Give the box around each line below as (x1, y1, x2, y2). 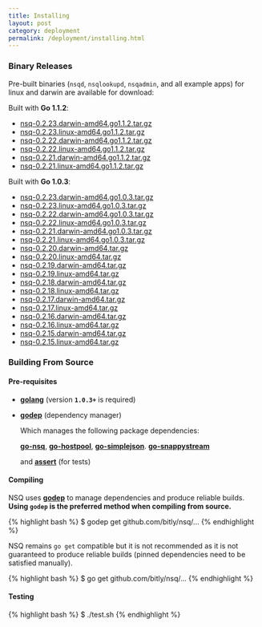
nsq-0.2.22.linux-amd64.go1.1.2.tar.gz (19, 144, 146, 153)
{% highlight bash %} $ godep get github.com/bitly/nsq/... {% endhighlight (8, 516, 255, 526)
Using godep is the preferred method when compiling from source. (8, 501, 232, 511)
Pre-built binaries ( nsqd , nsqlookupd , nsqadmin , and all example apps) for (8, 79, 244, 88)
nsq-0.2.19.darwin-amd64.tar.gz (19, 260, 127, 269)
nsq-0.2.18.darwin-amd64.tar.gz (19, 277, 127, 287)
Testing (8, 592, 34, 601)
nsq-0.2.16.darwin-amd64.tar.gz (19, 311, 127, 321)
